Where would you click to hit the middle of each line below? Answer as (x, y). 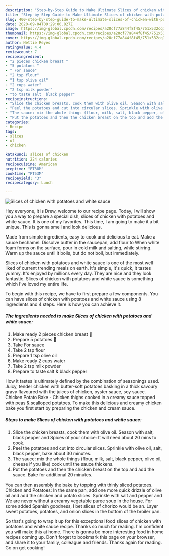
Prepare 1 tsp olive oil (34, 356)
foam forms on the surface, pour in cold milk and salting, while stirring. (78, 248)
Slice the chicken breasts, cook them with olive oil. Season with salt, (83, 432)
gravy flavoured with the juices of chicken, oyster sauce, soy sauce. (76, 392)
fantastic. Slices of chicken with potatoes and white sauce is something (79, 279)
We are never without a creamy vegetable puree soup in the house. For (79, 501)
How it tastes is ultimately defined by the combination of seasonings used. (82, 381)
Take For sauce (28, 345)
